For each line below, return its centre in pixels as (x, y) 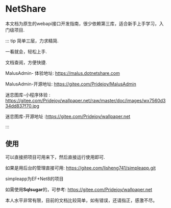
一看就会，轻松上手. (26, 51)
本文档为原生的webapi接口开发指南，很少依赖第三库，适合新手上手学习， (82, 23)
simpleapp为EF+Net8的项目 (34, 179)
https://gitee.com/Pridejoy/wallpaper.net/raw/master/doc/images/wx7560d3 (86, 100)
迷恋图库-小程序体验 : (28, 95)
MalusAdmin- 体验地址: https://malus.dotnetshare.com (63, 73)
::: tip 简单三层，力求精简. (32, 41)
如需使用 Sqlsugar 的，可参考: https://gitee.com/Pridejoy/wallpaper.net (79, 189)
